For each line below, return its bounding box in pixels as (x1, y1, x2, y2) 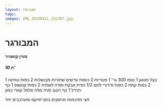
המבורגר (5, 37, 39, 48)
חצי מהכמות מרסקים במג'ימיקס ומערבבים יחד (5, 97, 90, 103)
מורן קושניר (5, 53, 28, 59)
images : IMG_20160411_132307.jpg (5, 16, 73, 21)
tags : (5, 12, 16, 17)
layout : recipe (5, 7, 36, 12)
